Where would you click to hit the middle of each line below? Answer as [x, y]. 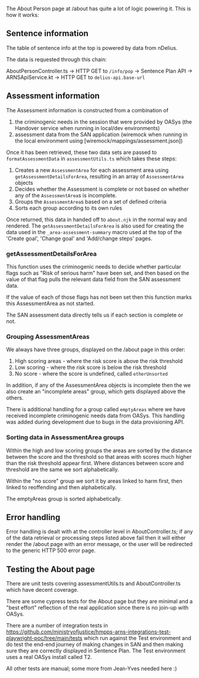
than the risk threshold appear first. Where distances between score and [95, 463]
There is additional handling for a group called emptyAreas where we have [96, 409]
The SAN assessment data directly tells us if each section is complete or [95, 315]
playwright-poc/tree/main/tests [45, 638]
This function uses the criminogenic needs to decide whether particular [94, 266]
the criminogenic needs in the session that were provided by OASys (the [103, 122]
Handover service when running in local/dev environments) [87, 128]
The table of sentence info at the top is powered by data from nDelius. [92, 48]
